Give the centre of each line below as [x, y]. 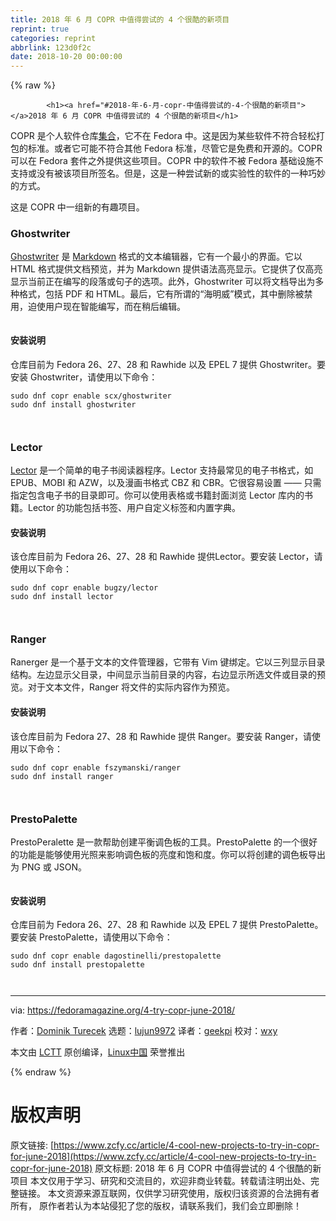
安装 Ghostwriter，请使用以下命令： [84, 377]
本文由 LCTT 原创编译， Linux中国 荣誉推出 [98, 1052]
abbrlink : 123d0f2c [51, 47]
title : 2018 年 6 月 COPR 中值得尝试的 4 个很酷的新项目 [120, 19]
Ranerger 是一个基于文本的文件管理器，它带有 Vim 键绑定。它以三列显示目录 [168, 662]
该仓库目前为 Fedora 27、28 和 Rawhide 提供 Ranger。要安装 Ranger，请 [161, 736]
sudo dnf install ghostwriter [73, 404]
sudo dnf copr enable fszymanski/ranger [96, 767]
